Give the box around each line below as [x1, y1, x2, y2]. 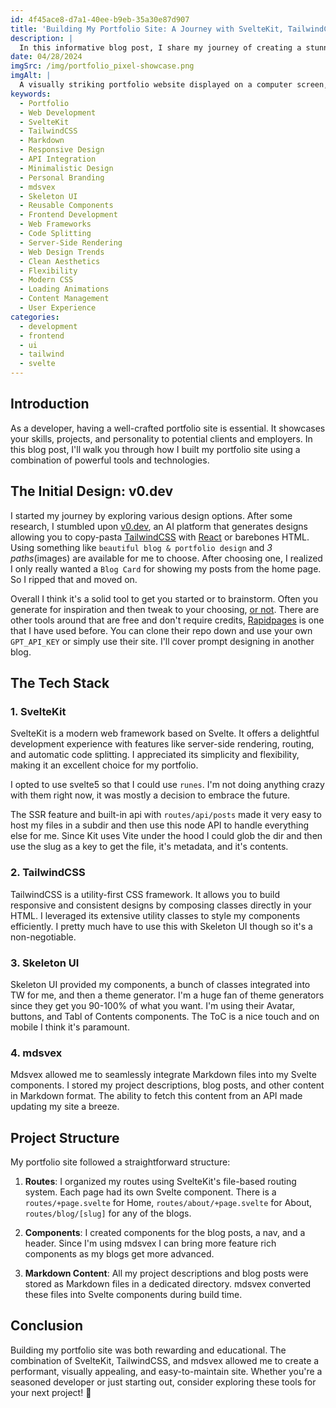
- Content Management [19, 294, 110, 304]
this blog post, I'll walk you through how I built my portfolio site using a [10, 443, 301, 455]
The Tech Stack [10, 675, 110, 692]
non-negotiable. [10, 931, 77, 943]
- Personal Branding [19, 172, 105, 183]
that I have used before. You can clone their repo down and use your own [10, 624, 313, 636]
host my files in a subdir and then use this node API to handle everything [10, 819, 310, 831]
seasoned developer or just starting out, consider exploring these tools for [10, 1376, 317, 1388]
